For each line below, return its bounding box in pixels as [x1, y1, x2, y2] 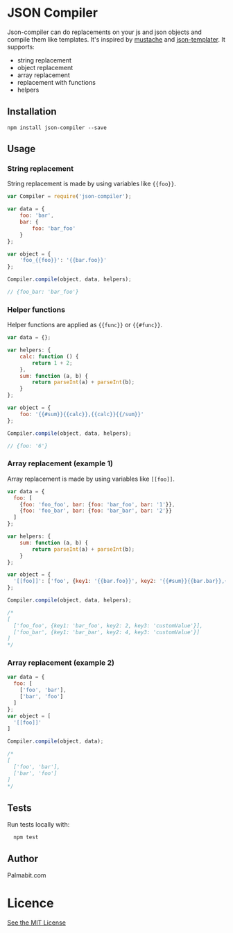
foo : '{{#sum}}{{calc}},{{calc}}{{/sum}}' [19, 411, 144, 418]
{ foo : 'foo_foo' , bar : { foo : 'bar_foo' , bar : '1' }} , [19, 501, 175, 508]
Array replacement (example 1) [7, 459, 113, 468]
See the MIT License [7, 918, 66, 927]
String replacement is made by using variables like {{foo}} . [7, 179, 177, 188]
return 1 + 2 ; [32, 359, 73, 366]
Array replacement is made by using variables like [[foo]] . [7, 474, 175, 483]
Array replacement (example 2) [7, 658, 114, 668]
